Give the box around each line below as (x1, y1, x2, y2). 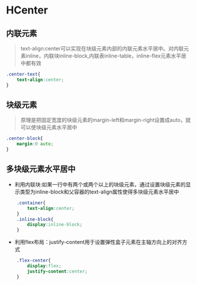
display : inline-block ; (27, 222, 83, 228)
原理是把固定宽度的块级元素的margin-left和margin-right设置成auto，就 (20, 117, 191, 124)
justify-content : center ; (27, 268, 88, 274)
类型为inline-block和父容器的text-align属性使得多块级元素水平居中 (19, 188, 179, 195)
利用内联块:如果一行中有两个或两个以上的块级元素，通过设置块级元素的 (14, 181, 186, 188)
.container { (16, 200, 46, 206)
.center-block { (6, 135, 43, 141)
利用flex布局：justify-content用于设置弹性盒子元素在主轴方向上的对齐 (14, 239, 182, 246)
